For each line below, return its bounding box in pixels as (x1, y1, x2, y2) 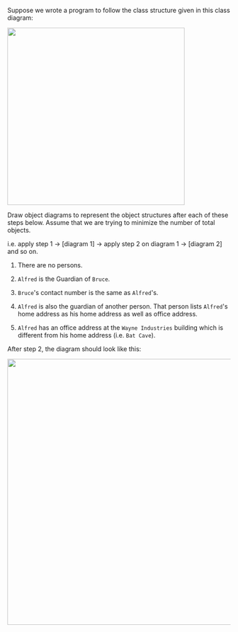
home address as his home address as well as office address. (17, 310, 198, 318)
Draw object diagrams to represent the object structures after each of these (7, 211, 229, 219)
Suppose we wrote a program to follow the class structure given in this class (7, 6, 230, 14)
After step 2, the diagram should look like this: (7, 345, 142, 353)
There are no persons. (17, 261, 83, 269)
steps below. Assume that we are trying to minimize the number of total (7, 218, 215, 226)
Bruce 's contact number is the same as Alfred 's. (17, 289, 159, 296)
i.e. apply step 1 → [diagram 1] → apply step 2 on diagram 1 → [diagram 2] (7, 240, 222, 248)
